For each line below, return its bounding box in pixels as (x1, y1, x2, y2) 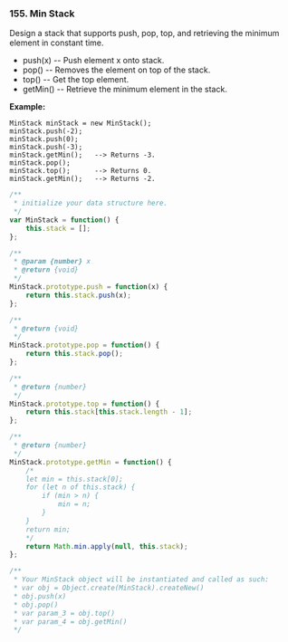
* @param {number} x (13, 257, 91, 266)
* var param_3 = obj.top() (13, 608, 116, 618)
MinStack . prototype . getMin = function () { (9, 457, 172, 466)
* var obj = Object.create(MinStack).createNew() (13, 583, 205, 593)
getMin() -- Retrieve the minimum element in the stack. (22, 84, 228, 95)
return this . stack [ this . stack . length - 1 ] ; (25, 407, 193, 417)
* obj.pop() (13, 600, 59, 609)
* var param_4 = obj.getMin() (13, 617, 128, 627)
